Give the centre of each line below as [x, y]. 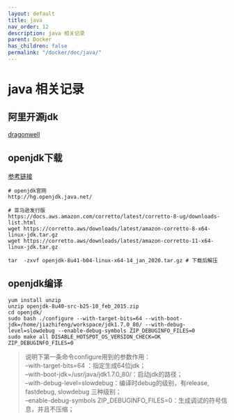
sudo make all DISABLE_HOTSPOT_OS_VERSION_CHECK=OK [84, 337]
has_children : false [38, 46]
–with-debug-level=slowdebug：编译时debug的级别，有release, [117, 383]
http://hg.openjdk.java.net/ [50, 197]
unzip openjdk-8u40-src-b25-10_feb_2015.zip [73, 306]
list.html [22, 223]
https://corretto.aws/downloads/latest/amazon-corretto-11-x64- [119, 241]
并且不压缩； [56, 409]
